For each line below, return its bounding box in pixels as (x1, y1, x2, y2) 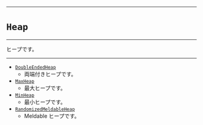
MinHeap (14, 92, 34, 98)
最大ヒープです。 (24, 84, 66, 91)
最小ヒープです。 (24, 98, 66, 106)
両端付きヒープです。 (24, 70, 77, 77)
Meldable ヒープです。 (24, 112, 80, 120)
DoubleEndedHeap (14, 64, 56, 70)
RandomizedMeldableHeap (14, 106, 76, 112)
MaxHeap (14, 78, 34, 85)
